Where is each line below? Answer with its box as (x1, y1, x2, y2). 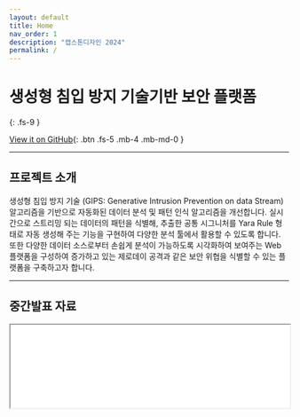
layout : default (9, 12, 69, 22)
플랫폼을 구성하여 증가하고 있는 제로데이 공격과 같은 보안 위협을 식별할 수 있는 (9, 250, 277, 262)
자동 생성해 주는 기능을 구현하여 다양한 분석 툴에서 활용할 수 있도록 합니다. (25, 228, 281, 240)
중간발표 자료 (9, 299, 77, 314)
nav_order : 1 (9, 29, 58, 38)
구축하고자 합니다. (32, 262, 95, 272)
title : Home (9, 21, 53, 30)
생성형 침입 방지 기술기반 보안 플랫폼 (9, 87, 257, 107)
